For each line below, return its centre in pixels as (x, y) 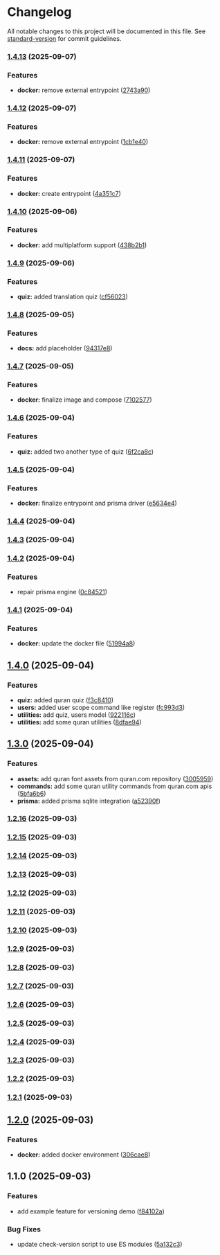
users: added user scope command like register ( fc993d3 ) (101, 707)
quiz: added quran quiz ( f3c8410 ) (65, 700)
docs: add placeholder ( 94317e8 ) (65, 348)
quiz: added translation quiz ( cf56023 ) (72, 297)
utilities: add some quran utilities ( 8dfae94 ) (79, 722)
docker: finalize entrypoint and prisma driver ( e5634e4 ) (97, 503)
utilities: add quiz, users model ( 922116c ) (76, 715)
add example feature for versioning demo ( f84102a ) (91, 1211)
